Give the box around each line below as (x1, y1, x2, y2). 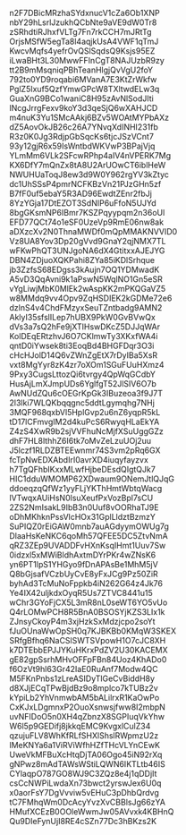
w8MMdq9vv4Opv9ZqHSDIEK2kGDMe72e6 (9, 293, 173, 303)
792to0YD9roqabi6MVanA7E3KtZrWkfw (9, 74, 157, 84)
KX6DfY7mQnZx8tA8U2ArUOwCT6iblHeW (9, 160, 166, 170)
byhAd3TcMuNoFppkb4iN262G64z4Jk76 (9, 578, 164, 589)
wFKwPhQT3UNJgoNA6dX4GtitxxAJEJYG (9, 245, 165, 256)
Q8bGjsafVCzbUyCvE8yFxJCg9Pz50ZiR (9, 568, 158, 579)
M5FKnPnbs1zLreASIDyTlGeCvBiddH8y (9, 673, 155, 684)
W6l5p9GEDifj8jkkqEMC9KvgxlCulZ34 (9, 720, 151, 731)
